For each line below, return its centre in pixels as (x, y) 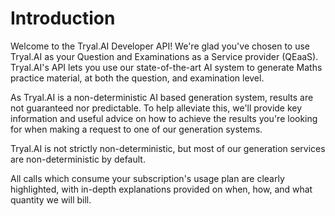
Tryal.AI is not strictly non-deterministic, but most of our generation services (168, 148)
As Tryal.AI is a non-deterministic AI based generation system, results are (162, 97)
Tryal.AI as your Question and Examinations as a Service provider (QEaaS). (164, 56)
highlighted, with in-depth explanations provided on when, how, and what (161, 189)
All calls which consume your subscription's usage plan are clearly (147, 178)
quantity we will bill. (51, 199)
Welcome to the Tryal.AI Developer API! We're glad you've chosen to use (160, 46)
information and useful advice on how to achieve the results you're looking (164, 118)
